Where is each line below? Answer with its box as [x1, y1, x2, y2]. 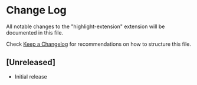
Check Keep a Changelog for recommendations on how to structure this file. [6, 40, 192, 47]
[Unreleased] [6, 57, 56, 67]
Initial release [14, 73, 47, 80]
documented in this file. [6, 29, 64, 36]
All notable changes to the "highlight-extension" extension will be [6, 23, 165, 30]
